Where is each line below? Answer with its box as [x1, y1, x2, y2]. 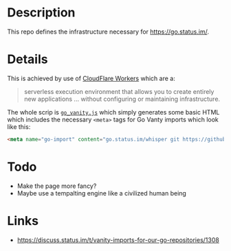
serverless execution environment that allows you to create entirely [23, 87, 214, 95]
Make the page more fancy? [16, 182, 97, 190]
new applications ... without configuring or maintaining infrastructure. [23, 95, 221, 103]
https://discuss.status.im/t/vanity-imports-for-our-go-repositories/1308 [16, 235, 220, 244]
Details [7, 51, 48, 67]
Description [7, 5, 76, 21]
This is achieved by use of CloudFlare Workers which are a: [7, 74, 175, 82]
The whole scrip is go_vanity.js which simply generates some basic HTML [7, 108, 220, 116]
